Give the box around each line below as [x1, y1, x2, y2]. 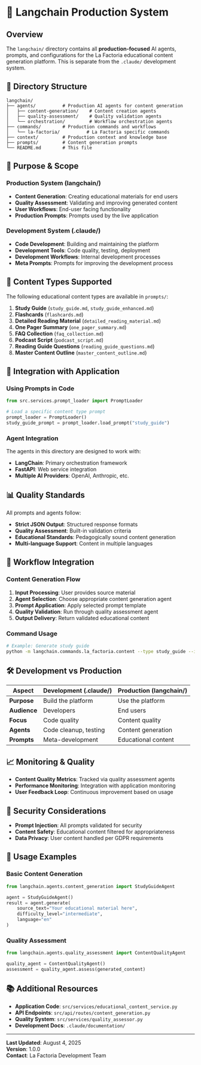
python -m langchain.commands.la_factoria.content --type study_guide [6, 648, 186, 654]
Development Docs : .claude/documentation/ [14, 1022, 126, 1029]
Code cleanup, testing [42, 726, 105, 734]
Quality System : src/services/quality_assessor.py [14, 1015, 143, 1022]
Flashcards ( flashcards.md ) [14, 311, 84, 318]
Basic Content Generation [6, 870, 83, 878]
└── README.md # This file [6, 145, 93, 151]
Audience [9, 706, 38, 715]
